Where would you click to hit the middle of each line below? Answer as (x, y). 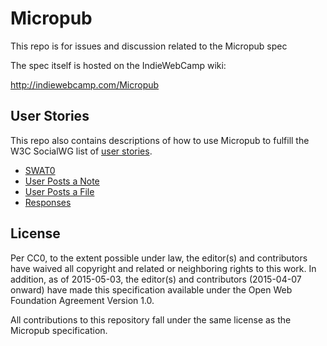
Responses (48, 202)
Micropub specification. (59, 330)
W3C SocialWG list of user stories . (81, 151)
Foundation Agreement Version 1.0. (82, 300)
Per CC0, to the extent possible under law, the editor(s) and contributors (159, 258)
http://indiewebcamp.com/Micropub (85, 84)
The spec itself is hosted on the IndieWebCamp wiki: (118, 65)
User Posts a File (59, 191)
